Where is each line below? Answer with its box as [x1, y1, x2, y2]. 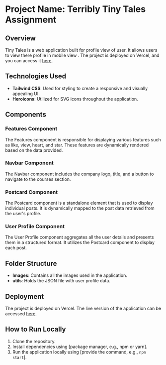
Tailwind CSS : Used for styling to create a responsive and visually [12, 85, 148, 91]
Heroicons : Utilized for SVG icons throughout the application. [12, 96, 138, 102]
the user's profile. [5, 211, 41, 217]
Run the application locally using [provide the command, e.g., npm [12, 349, 146, 355]
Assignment [5, 14, 57, 25]
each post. [5, 245, 27, 251]
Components [5, 111, 46, 119]
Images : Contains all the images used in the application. [12, 272, 128, 278]
